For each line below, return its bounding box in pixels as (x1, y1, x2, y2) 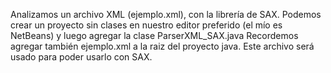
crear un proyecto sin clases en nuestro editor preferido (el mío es (10, 19, 283, 31)
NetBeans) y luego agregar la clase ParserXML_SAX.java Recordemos (10, 30, 299, 41)
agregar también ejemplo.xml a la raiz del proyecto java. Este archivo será (10, 40, 315, 52)
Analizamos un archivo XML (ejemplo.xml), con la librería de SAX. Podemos (10, 9, 322, 20)
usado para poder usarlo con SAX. (10, 51, 153, 63)
